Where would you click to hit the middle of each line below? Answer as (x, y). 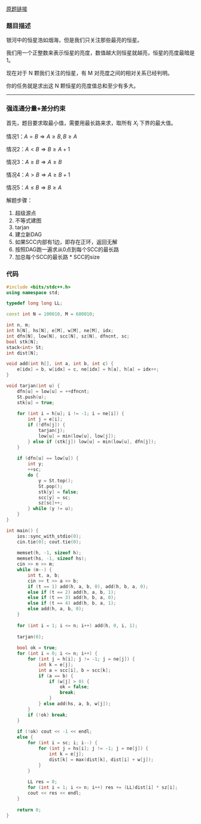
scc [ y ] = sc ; (54, 497)
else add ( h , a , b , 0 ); (56, 609)
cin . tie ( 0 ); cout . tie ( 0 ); (49, 542)
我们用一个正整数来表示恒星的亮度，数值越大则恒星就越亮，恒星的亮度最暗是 (100, 53)
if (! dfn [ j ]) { (47, 425)
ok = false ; (74, 687)
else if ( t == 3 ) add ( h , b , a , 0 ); (72, 598)
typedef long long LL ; (34, 303)
